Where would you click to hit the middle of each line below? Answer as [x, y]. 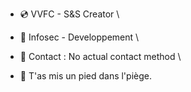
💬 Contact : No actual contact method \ [100, 56]
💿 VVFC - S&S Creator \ [69, 14]
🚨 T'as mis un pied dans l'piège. [85, 76]
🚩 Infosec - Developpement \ [79, 37]
